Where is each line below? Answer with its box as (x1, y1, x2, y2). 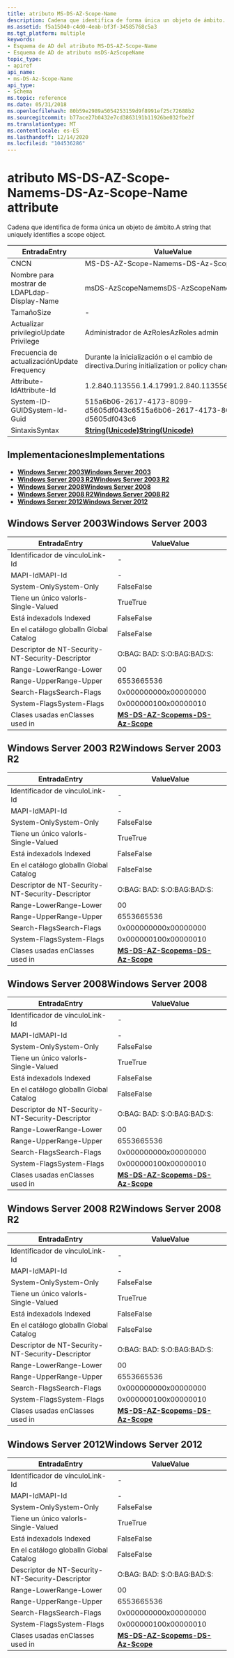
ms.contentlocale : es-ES (7, 127, 79, 134)
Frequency (10, 365, 46, 375)
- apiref (7, 62, 33, 69)
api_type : (7, 82, 36, 89)
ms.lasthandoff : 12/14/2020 (7, 133, 89, 140)
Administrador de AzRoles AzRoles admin (84, 328, 219, 337)
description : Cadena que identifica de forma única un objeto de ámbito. (7, 17, 226, 24)
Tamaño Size (10, 308, 52, 318)
